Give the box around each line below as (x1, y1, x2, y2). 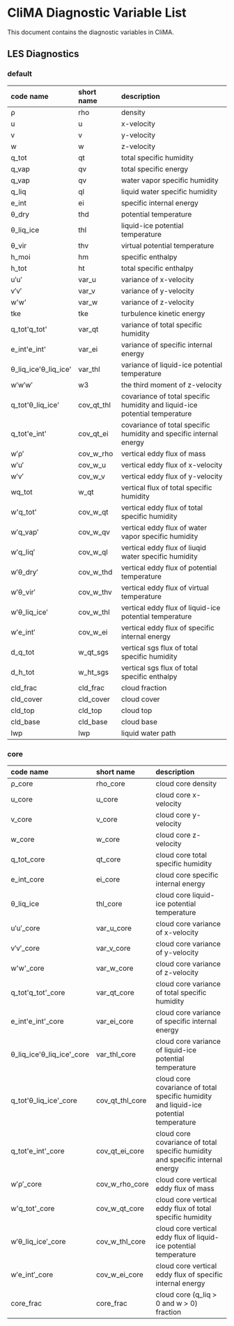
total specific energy (120, 164, 189, 173)
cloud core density (155, 779, 217, 788)
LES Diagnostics (7, 48, 79, 60)
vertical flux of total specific (120, 483, 212, 492)
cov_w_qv (78, 527, 110, 537)
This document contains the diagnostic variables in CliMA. (7, 28, 174, 36)
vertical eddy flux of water (120, 522, 208, 532)
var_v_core (96, 943, 131, 953)
